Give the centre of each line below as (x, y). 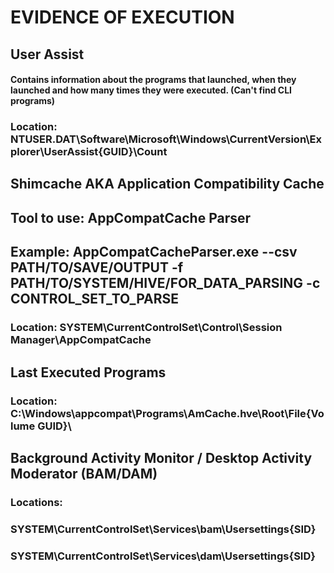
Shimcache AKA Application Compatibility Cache (167, 184)
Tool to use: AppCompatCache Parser (131, 217)
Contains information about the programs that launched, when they (153, 80)
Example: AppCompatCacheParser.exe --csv (154, 252)
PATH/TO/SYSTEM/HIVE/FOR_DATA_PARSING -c (165, 283)
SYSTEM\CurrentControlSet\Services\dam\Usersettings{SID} (163, 556)
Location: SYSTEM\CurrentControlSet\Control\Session (146, 328)
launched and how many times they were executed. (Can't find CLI (151, 90)
